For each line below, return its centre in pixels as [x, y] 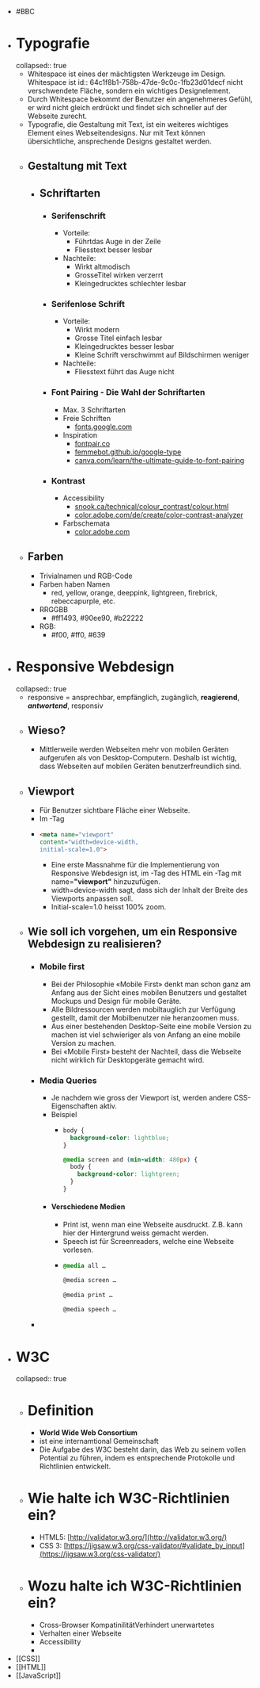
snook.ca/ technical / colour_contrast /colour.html [152, 506]
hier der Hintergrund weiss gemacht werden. [136, 1233]
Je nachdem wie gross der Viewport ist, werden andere [141, 1097]
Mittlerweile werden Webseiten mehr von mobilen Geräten [134, 749]
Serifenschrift [78, 216]
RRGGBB [54, 609]
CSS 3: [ [53, 1546]
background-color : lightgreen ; [128, 1174]
